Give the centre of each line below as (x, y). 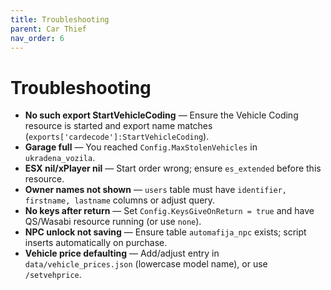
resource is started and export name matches (118, 126)
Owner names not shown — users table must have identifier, (156, 190)
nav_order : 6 (37, 38)
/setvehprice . (53, 275)
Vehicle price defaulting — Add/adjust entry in (122, 253)
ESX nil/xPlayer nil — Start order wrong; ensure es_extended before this (173, 168)
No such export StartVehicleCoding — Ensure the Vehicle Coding (161, 115)
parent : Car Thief (48, 29)
